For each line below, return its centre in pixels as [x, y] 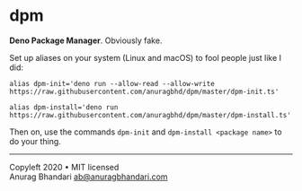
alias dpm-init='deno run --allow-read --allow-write [112, 83]
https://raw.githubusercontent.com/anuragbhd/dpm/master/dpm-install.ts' [151, 115]
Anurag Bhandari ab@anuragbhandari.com [89, 177]
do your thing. [35, 141]
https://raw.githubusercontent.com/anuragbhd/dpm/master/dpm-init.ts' [144, 91]
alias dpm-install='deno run [64, 107]
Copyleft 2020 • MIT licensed [64, 167]
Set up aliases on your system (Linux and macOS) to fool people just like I [145, 57]
